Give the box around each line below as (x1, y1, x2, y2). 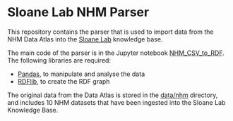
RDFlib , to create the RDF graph (17, 77, 110, 85)
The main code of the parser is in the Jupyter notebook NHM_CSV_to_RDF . (7, 49, 225, 57)
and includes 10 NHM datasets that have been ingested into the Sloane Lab (7, 98, 226, 106)
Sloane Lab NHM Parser (7, 4, 150, 20)
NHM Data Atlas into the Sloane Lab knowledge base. (7, 34, 163, 43)
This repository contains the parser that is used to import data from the (7, 27, 214, 36)
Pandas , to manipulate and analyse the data (17, 70, 145, 78)
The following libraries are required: (7, 56, 112, 64)
